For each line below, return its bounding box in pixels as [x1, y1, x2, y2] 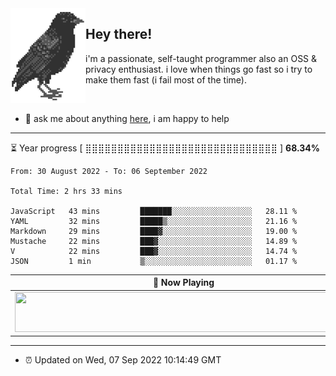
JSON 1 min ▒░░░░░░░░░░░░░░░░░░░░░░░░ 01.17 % [10, 256, 298, 266]
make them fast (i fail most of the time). [85, 73, 247, 86]
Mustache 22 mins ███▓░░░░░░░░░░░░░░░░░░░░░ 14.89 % [10, 236, 298, 246]
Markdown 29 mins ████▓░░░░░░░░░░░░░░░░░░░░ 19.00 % [10, 226, 298, 236]
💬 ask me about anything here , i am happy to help [24, 112, 230, 124]
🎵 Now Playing [152, 277, 215, 289]
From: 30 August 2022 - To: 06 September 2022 [10, 166, 208, 176]
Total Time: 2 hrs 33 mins [10, 186, 123, 196]
